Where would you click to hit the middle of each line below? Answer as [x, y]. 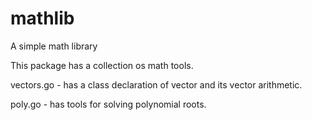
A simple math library [54, 46]
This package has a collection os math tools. [102, 65]
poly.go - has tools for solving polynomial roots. [108, 104]
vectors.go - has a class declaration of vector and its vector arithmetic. [156, 84]
